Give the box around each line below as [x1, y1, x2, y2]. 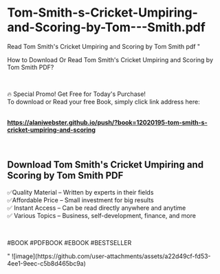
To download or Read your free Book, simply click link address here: [7, 97, 201, 106]
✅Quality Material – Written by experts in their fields [7, 188, 154, 196]
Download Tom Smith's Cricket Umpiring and [7, 159, 204, 170]
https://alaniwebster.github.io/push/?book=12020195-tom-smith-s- [7, 118, 208, 126]
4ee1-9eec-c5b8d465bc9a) [7, 259, 86, 267]
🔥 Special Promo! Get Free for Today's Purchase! [7, 90, 146, 98]
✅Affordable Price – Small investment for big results [7, 195, 154, 204]
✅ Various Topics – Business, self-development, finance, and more [7, 211, 196, 219]
